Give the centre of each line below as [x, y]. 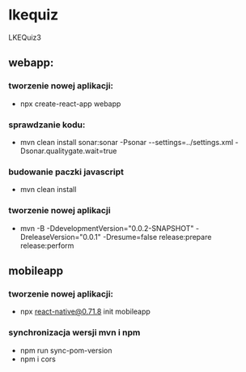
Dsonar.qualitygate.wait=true [68, 151]
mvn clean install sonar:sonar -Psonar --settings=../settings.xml [127, 142]
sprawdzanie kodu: [47, 125]
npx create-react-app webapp [70, 104]
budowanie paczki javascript [66, 172]
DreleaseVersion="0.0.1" [60, 237]
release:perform [47, 246]
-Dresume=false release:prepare [157, 237]
